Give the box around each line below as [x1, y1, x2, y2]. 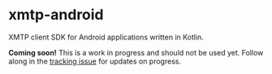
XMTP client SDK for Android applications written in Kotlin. [8, 32, 205, 42]
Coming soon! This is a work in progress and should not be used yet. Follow [8, 47, 264, 57]
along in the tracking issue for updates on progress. [8, 56, 181, 66]
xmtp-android [8, 6, 104, 24]
